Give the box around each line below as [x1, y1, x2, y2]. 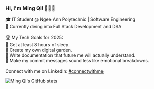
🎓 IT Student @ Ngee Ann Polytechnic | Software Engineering [5, 16, 135, 22]
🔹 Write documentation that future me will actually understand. [5, 52, 135, 58]
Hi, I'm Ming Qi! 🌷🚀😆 [5, 5, 56, 12]
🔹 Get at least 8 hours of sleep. [5, 42, 70, 48]
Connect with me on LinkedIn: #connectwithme [5, 68, 104, 74]
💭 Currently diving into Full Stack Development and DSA [5, 24, 122, 30]
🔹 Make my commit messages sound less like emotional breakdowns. [5, 58, 149, 64]
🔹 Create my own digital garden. [5, 47, 72, 53]
